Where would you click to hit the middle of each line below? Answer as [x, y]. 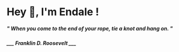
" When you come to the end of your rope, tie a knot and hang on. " [90, 28]
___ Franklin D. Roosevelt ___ [42, 43]
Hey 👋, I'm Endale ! [53, 12]
